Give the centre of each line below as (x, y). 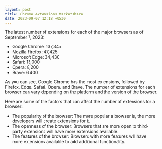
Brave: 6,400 (25, 73)
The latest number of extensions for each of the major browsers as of (74, 32)
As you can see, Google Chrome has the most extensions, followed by (75, 82)
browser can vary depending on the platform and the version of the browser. (81, 92)
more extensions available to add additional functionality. (69, 142)
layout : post (18, 9)
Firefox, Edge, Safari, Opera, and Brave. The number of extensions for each (80, 87)
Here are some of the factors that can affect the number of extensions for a (80, 102)
